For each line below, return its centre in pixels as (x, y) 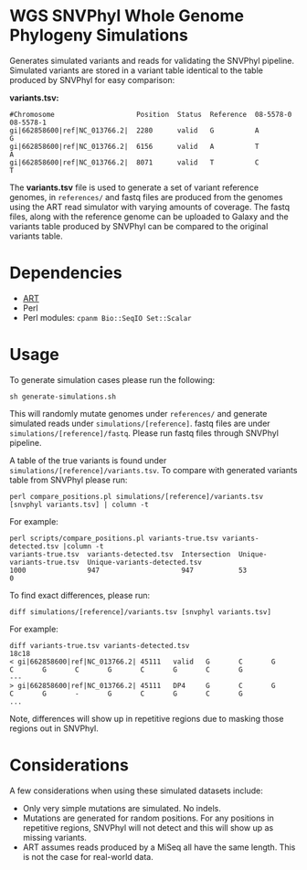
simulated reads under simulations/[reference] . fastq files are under (140, 423)
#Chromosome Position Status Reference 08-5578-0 (151, 114)
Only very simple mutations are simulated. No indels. (122, 808)
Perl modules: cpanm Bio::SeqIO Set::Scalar (107, 317)
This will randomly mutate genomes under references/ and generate (138, 413)
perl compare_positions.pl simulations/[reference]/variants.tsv (136, 496)
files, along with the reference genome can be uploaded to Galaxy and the (149, 217)
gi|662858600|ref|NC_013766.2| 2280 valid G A (134, 130)
